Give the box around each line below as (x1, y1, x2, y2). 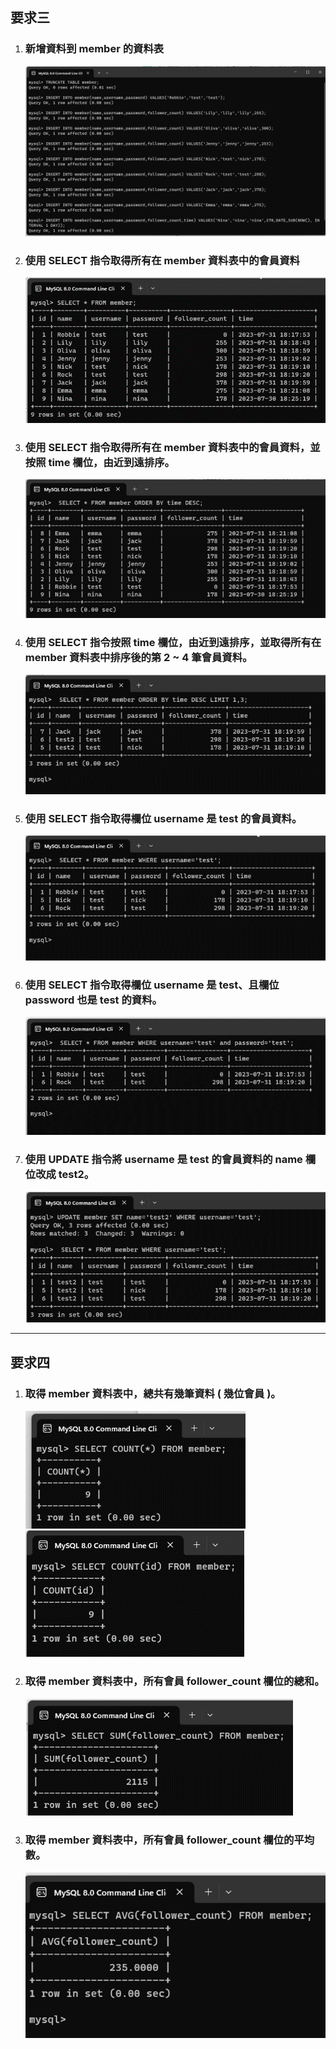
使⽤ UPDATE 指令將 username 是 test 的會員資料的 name (24, 1152, 303, 1166)
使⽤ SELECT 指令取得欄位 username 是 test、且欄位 (24, 978, 280, 992)
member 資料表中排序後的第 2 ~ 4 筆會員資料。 (24, 650, 253, 664)
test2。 (58, 1167, 95, 1181)
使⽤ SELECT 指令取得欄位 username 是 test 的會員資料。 (24, 811, 303, 825)
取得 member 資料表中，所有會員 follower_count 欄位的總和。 (24, 1674, 325, 1688)
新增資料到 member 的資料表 (24, 42, 165, 56)
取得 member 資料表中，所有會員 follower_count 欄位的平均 (24, 1833, 315, 1847)
